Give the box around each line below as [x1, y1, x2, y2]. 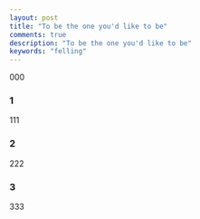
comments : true [9, 30, 67, 39]
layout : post [9, 13, 59, 23]
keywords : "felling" [9, 47, 88, 56]
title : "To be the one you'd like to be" [9, 22, 168, 31]
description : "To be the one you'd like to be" [9, 38, 193, 48]
